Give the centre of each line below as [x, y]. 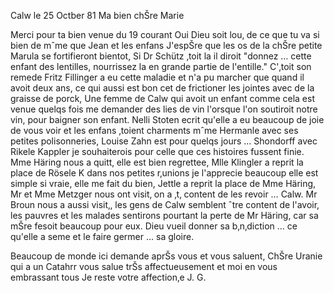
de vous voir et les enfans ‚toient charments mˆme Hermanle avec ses [154, 130]
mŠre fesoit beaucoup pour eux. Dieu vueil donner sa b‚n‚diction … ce [154, 226]
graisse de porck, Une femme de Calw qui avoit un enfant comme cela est [162, 98]
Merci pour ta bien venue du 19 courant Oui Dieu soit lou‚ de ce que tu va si [165, 34]
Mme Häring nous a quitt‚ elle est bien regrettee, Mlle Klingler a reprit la [157, 162]
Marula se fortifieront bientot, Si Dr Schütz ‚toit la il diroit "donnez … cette [161, 56]
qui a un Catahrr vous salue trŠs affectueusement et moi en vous [144, 266]
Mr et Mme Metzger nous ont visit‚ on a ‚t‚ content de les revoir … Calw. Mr [164, 194]
